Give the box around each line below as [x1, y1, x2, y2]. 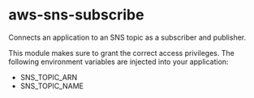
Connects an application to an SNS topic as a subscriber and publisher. [8, 32, 247, 42]
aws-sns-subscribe [8, 6, 144, 24]
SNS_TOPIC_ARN [19, 72, 78, 82]
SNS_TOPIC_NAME [19, 81, 84, 91]
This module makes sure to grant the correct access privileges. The [8, 48, 235, 58]
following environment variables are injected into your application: [8, 57, 229, 66]
